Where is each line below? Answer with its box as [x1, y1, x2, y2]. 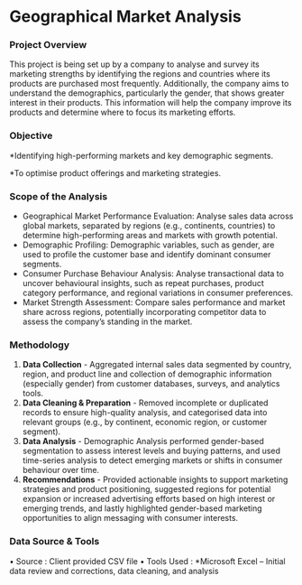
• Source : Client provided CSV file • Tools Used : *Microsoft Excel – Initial [9, 555, 286, 566]
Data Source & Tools [9, 535, 100, 548]
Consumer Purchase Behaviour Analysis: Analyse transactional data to [22, 268, 284, 279]
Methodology [9, 339, 70, 351]
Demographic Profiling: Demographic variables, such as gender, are [22, 239, 275, 250]
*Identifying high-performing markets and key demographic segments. [9, 150, 273, 161]
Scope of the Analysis [9, 190, 108, 202]
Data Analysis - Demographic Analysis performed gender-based [22, 436, 264, 447]
